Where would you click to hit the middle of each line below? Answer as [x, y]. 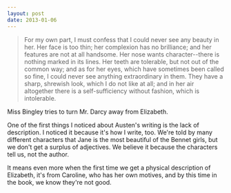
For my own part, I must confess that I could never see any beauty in [121, 39]
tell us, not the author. [38, 154]
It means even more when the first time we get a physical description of [109, 167]
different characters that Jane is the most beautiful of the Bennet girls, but [113, 139]
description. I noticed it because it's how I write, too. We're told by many [110, 132]
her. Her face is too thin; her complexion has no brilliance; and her [118, 47]
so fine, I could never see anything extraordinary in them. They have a [123, 76]
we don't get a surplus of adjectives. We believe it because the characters [112, 147]
